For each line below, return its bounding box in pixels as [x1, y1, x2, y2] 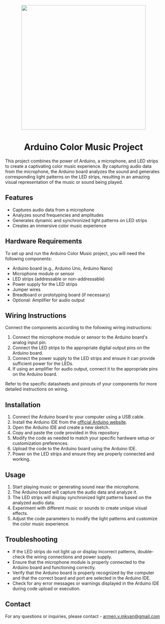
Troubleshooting [5, 535, 58, 544]
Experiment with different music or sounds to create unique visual [12, 505, 148, 511]
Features [5, 194, 33, 202]
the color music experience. [12, 521, 70, 527]
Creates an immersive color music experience [12, 223, 107, 229]
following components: [5, 255, 52, 261]
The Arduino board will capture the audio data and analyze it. [12, 489, 138, 495]
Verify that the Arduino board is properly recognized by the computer [12, 570, 155, 576]
